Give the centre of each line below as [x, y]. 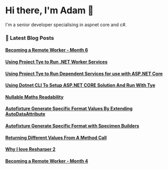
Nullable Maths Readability [34, 97]
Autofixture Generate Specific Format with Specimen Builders [72, 126]
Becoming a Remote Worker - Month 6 [47, 50]
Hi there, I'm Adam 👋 [50, 10]
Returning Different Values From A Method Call [56, 137]
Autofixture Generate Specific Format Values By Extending [69, 109]
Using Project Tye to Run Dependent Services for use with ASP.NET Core [84, 73]
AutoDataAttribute [25, 114]
